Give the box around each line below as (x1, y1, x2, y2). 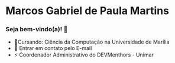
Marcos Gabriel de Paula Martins (5, 4, 170, 18)
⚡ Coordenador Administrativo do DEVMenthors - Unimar (14, 51, 154, 58)
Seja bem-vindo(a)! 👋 (5, 25, 68, 34)
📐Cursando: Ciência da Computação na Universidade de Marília (14, 38, 170, 45)
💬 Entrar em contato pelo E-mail (14, 45, 92, 52)
